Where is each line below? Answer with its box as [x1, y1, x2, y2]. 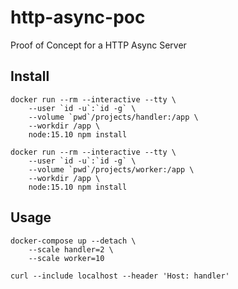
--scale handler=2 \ [28, 244, 114, 255]
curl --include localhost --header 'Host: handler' [10, 271, 230, 281]
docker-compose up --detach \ [10, 236, 137, 246]
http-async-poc [10, 6, 146, 29]
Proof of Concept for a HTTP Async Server [10, 39, 187, 51]
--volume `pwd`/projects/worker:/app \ [28, 164, 195, 175]
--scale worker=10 [28, 253, 105, 263]
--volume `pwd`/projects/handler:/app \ [28, 112, 199, 122]
